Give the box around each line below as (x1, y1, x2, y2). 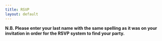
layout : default (5, 12, 38, 17)
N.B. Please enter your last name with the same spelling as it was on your (5, 25, 158, 31)
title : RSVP (5, 7, 29, 12)
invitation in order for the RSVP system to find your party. (5, 30, 125, 36)
